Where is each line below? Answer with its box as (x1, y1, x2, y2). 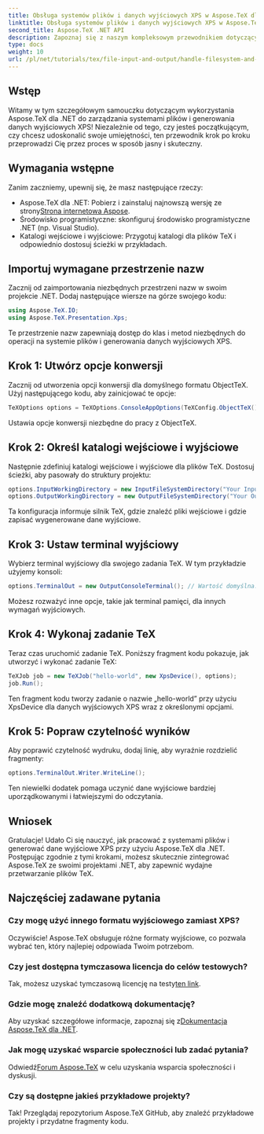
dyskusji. (8, 1070, 38, 1080)
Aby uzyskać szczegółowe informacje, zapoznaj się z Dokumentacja (8, 1016, 228, 1026)
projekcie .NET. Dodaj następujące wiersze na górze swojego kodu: (8, 292, 226, 301)
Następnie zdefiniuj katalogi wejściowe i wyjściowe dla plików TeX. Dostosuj (8, 462, 255, 471)
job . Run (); (8, 679, 44, 687)
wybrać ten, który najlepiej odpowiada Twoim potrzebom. (8, 941, 195, 951)
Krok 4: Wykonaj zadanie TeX (8, 628, 156, 641)
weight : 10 (8, 48, 44, 56)
